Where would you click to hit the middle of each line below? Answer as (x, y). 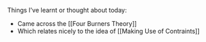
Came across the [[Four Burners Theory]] (77, 23)
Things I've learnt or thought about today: (67, 10)
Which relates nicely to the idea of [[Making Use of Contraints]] (109, 31)
